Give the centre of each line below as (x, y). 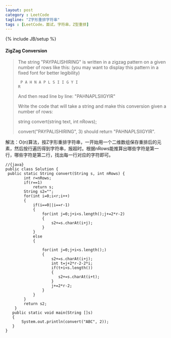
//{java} (15, 165)
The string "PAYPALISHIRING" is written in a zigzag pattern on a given (92, 62)
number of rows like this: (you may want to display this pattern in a (88, 68)
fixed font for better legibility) (49, 73)
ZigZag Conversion (26, 51)
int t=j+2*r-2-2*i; (72, 264)
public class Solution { (32, 169)
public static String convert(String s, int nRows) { (66, 174)
